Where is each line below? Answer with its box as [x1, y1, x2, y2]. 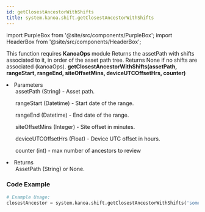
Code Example [6, 180, 51, 189]
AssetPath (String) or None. [15, 165, 85, 172]
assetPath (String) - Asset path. [15, 87, 95, 95]
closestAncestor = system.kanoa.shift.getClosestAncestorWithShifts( [6, 200, 187, 206]
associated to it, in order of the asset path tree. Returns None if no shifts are [6, 56, 198, 64]
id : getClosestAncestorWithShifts [6, 9, 95, 15]
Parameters [14, 81, 43, 89]
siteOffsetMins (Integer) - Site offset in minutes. [15, 123, 135, 130]
